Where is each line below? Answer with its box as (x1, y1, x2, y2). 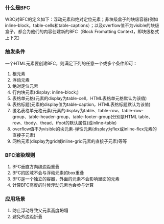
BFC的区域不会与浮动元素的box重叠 (12, 170, 84, 175)
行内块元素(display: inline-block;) (12, 89, 79, 95)
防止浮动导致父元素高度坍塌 (12, 207, 69, 214)
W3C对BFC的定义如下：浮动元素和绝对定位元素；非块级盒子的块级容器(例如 (5, 16, 158, 23)
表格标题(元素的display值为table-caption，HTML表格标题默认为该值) (12, 101, 151, 107)
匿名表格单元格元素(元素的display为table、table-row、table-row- (12, 107, 144, 113)
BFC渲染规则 (5, 151, 35, 158)
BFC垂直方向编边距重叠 (12, 163, 60, 170)
